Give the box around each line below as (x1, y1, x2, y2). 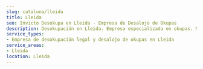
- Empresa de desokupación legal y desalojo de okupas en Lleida (6, 37, 174, 43)
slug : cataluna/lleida (6, 8, 63, 15)
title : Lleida (6, 14, 42, 20)
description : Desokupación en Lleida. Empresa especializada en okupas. (6, 25, 193, 32)
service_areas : (6, 43, 45, 49)
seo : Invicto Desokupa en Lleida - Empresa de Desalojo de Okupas (6, 20, 177, 26)
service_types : (6, 31, 45, 37)
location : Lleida (6, 53, 50, 59)
